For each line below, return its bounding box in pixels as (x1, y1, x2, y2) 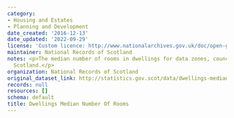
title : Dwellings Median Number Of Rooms (7, 101, 130, 108)
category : (7, 10, 36, 17)
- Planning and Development (7, 23, 89, 30)
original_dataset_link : (7, 74, 77, 82)
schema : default (7, 94, 54, 101)
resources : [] (7, 87, 49, 94)
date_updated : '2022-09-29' (7, 36, 89, 43)
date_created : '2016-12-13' (7, 29, 89, 37)
